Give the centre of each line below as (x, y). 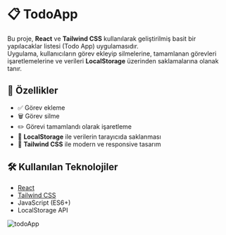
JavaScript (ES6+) (44, 203)
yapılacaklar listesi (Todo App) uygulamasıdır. (73, 46)
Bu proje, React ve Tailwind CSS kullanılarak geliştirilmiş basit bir (102, 38)
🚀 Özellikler (33, 90)
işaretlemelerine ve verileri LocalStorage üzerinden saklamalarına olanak (113, 61)
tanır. (15, 68)
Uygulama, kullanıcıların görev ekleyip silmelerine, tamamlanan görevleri (112, 53)
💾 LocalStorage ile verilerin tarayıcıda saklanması (89, 136)
